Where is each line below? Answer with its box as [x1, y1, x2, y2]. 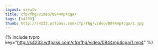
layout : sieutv [5, 7, 37, 12]
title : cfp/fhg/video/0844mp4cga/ [5, 12, 77, 17]
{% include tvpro [5, 34, 40, 40]
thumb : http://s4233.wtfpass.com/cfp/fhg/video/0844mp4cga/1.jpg [5, 21, 144, 26]
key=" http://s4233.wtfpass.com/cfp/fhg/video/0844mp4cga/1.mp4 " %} [5, 40, 154, 46]
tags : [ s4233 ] [5, 16, 35, 21]
